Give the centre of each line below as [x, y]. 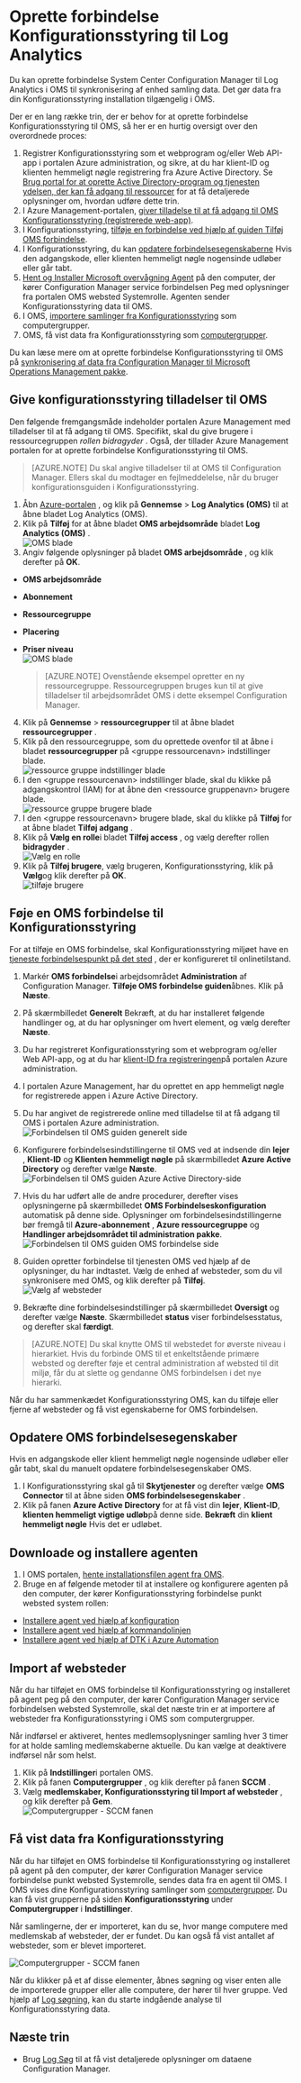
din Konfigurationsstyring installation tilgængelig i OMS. [112, 99]
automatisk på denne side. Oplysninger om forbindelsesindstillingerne [152, 1214]
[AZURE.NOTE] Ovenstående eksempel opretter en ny [145, 676]
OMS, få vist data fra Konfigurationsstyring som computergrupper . [145, 334]
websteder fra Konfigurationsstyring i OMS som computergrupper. [132, 1719]
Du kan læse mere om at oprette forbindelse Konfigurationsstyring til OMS [146, 352]
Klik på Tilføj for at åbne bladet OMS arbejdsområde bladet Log [141, 523]
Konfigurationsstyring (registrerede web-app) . [108, 220]
